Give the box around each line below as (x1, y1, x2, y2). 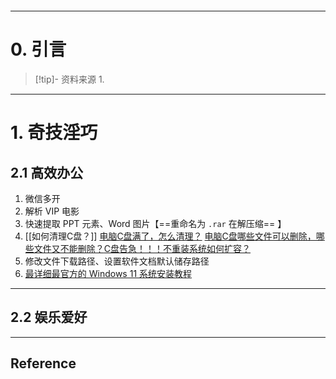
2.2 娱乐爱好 (10, 309, 88, 326)
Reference (10, 355, 77, 372)
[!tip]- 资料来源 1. (34, 73, 105, 85)
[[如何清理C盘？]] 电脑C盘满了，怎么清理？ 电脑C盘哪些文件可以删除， (24, 230, 317, 242)
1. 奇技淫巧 (10, 122, 98, 144)
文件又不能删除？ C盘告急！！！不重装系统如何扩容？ (33, 242, 252, 254)
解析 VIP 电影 (24, 205, 80, 217)
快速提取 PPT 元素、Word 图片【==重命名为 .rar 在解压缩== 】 (24, 217, 287, 229)
